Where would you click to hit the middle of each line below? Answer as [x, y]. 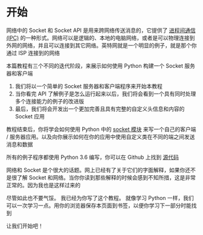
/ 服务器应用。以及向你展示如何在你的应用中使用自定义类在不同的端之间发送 [101, 137]
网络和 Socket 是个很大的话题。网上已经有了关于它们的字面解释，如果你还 [98, 170]
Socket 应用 [30, 116]
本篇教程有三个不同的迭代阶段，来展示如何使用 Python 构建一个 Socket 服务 [101, 66]
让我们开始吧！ [25, 226]
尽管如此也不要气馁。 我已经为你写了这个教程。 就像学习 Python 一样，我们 [100, 198]
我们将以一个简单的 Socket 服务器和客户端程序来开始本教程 [89, 86]
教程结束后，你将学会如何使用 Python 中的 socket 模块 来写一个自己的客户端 [101, 129]
